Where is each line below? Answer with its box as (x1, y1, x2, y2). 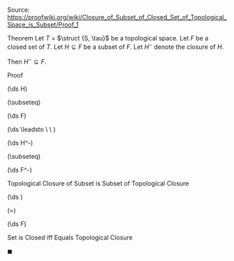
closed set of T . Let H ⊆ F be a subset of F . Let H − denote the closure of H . (7, 41, 224, 51)
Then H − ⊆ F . (7, 56, 47, 66)
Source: (7, 6, 30, 14)
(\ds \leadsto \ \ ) (7, 125, 56, 133)
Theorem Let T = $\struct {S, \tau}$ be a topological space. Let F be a (7, 34, 209, 43)
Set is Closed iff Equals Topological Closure (7, 233, 133, 241)
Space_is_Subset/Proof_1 (7, 20, 79, 29)
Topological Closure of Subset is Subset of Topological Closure (7, 179, 190, 187)
